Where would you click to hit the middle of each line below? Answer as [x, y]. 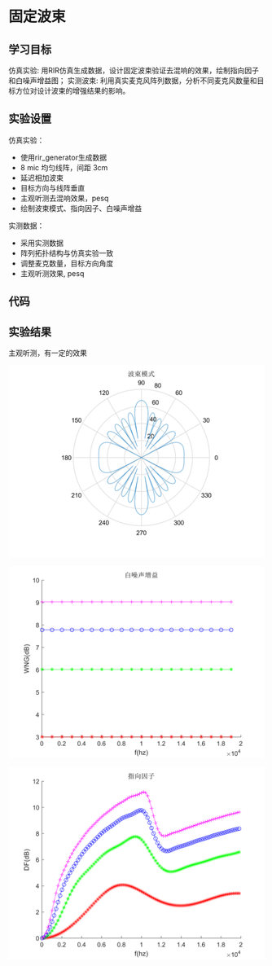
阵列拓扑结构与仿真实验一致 [67, 252]
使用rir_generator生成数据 [64, 157]
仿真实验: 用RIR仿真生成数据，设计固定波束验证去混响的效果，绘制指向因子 [134, 70]
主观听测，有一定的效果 [48, 353]
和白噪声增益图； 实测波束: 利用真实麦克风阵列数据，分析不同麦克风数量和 [133, 81]
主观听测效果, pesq [52, 273]
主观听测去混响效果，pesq [64, 198]
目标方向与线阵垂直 [53, 187]
